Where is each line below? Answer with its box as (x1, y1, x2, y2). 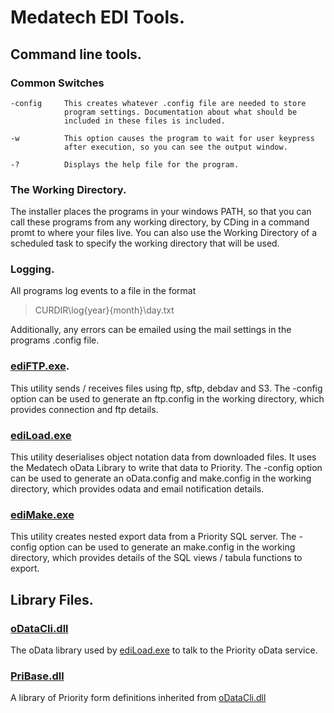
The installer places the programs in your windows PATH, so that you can (10, 206, 312, 218)
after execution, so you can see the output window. (63, 142, 288, 152)
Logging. (10, 262, 55, 276)
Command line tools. (10, 46, 142, 63)
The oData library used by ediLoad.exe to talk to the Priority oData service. (10, 644, 318, 656)
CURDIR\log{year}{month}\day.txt (34, 304, 175, 316)
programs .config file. (10, 334, 100, 346)
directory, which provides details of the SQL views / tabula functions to (10, 552, 303, 564)
